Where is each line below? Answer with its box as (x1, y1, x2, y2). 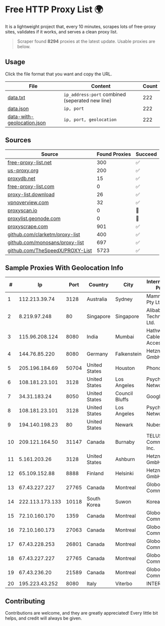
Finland (86, 470, 104, 477)
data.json (7, 105, 29, 112)
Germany (86, 351, 108, 358)
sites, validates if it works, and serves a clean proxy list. (5, 29, 118, 34)
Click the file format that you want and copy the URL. (5, 71, 112, 77)
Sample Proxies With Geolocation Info (5, 264, 124, 272)
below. (17, 43, 31, 49)
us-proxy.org (7, 167, 39, 174)
